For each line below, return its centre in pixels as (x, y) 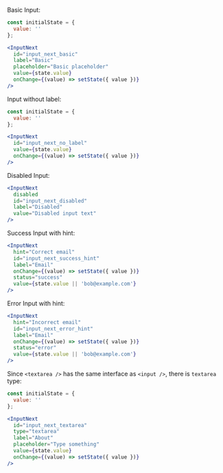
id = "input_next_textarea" (50, 425)
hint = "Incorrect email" (47, 322)
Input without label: (34, 99)
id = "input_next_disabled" (50, 201)
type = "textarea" (36, 432)
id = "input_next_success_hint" (56, 258)
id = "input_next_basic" (46, 54)
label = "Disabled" (38, 207)
